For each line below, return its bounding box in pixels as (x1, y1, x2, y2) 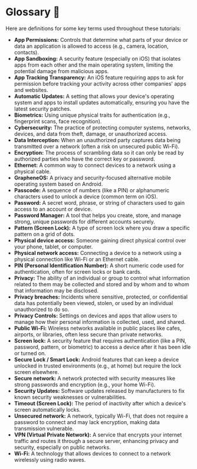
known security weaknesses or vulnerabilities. (14, 393, 127, 401)
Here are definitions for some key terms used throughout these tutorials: (5, 25, 181, 32)
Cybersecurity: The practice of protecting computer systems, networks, (14, 124, 191, 131)
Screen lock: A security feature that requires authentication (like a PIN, (14, 337, 187, 344)
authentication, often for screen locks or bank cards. (14, 268, 142, 275)
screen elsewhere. (14, 368, 60, 375)
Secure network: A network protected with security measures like (14, 375, 175, 382)
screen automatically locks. (14, 406, 81, 413)
